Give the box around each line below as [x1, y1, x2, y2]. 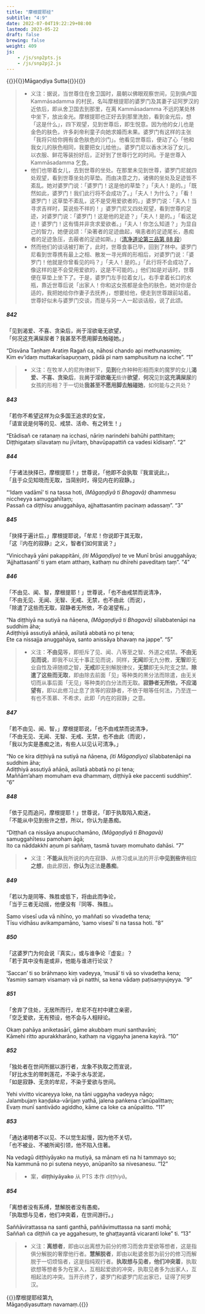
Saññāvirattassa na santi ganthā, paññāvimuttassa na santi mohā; [6, 1223, 171, 1231]
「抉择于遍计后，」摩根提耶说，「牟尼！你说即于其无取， [6, 532, 146, 539]
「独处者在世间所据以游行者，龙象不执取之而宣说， [6, 1063, 135, 1070]
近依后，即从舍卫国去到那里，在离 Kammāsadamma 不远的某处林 [30, 105, 196, 112]
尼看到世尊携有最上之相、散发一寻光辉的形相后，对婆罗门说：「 [30, 251, 189, 258]
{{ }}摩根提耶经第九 [6, 1294, 53, 1301]
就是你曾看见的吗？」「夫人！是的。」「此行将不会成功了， [51, 258, 195, 265]
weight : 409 [6, 44, 37, 50]
